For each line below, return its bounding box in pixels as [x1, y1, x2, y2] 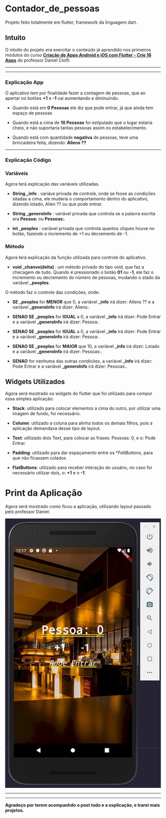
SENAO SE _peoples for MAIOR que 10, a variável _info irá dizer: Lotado [12, 343, 160, 349]
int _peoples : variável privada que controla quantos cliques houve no [12, 226, 155, 232]
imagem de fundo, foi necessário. [12, 411, 81, 417]
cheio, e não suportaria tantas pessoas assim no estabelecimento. [12, 125, 147, 131]
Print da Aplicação [5, 487, 83, 499]
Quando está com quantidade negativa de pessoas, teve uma [12, 134, 138, 141]
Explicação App [5, 78, 43, 85]
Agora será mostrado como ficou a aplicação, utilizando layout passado [5, 504, 152, 509]
